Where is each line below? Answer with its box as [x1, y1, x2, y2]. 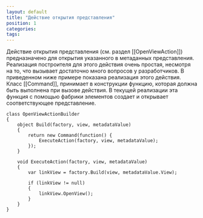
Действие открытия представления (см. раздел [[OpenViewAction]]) [6, 48, 183, 55]
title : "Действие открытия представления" [6, 15, 115, 21]
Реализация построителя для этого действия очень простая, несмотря [6, 61, 191, 68]
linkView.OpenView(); [38, 191, 94, 197]
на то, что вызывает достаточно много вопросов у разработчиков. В [6, 67, 185, 74]
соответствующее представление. [6, 99, 96, 107]
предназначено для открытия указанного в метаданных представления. [6, 54, 195, 62]
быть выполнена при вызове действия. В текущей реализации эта [6, 87, 178, 94]
